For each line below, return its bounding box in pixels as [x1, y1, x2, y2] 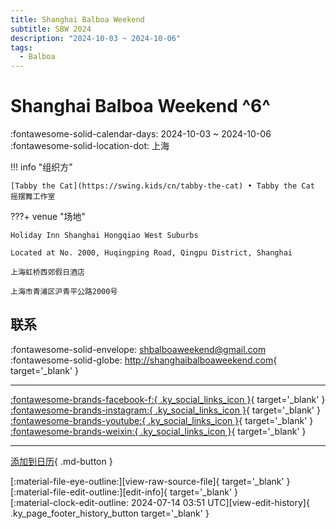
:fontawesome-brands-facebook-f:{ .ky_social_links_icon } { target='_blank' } [10, 393, 326, 405]
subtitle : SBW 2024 [10, 24, 92, 34]
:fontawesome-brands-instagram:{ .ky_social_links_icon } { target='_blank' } [10, 404, 321, 416]
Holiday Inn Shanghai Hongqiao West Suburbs [10, 231, 199, 241]
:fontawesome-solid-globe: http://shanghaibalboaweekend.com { [10, 354, 278, 366]
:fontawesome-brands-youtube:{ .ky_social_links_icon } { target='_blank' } [10, 414, 314, 426]
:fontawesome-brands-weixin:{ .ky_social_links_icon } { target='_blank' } [10, 425, 307, 437]
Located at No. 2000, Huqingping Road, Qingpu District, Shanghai [10, 248, 293, 258]
